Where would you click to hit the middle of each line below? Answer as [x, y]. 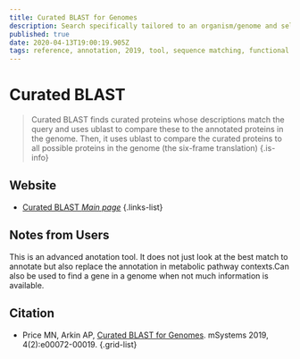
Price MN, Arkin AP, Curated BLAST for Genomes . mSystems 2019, [146, 335]
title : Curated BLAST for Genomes [74, 17]
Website [33, 185]
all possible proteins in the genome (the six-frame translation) [145, 148]
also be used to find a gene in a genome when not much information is [139, 276]
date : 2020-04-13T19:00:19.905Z [69, 42]
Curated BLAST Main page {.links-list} [92, 207]
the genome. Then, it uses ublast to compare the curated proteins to [157, 138]
